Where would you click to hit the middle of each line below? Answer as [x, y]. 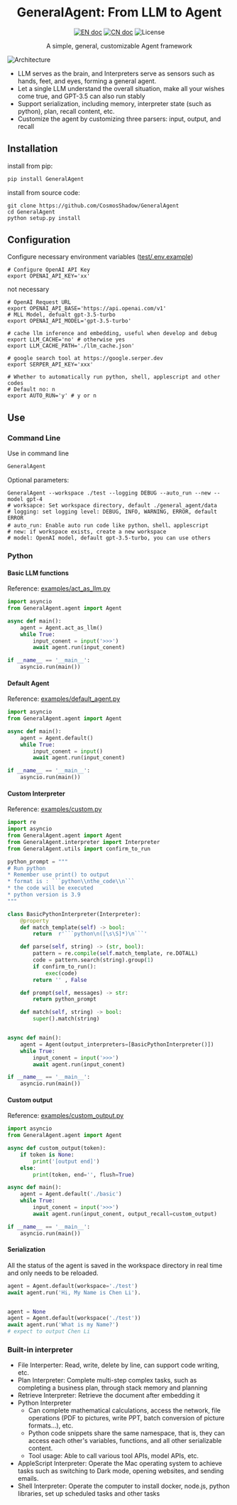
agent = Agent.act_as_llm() [61, 628]
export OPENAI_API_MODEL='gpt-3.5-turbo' [70, 321]
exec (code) [61, 973]
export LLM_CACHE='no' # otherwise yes [66, 340]
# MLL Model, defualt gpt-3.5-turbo [61, 315]
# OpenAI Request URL [39, 302]
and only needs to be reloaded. [53, 1273]
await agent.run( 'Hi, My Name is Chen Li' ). [74, 1292]
